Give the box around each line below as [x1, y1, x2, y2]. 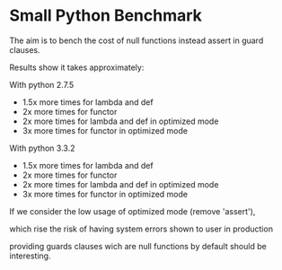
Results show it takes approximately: [9, 62, 145, 73]
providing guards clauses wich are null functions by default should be [9, 240, 267, 251]
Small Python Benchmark [9, 5, 202, 26]
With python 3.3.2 [9, 143, 75, 153]
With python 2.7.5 [9, 79, 75, 90]
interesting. [9, 250, 51, 261]
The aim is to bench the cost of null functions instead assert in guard [9, 35, 264, 46]
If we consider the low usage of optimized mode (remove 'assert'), [9, 205, 256, 216]
